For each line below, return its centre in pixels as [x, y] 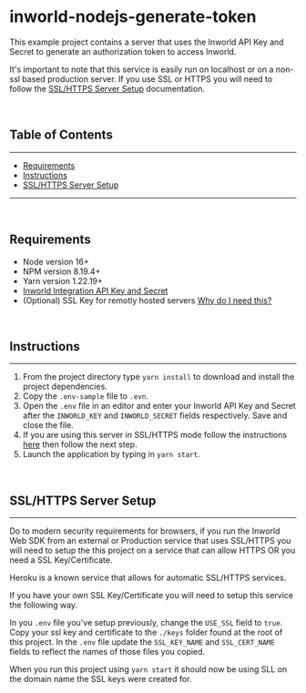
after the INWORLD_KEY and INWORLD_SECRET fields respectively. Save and [155, 415]
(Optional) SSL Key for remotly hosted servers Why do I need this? [147, 300]
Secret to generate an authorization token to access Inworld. [123, 51]
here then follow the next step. [80, 444]
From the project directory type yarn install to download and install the [158, 377]
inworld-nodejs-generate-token [133, 17]
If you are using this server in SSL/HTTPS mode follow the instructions [155, 435]
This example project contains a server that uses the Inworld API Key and [147, 42]
